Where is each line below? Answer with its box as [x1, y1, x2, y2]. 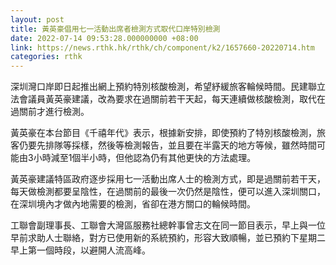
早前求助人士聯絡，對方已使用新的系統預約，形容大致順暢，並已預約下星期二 [10, 232, 326, 244]
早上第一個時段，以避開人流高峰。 [10, 244, 151, 256]
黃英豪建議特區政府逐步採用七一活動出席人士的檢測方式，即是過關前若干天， [10, 173, 326, 185]
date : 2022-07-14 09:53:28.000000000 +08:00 [10, 33, 199, 43]
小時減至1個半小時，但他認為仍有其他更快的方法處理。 [33, 152, 257, 164]
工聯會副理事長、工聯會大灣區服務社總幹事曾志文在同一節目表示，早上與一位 [10, 219, 326, 231]
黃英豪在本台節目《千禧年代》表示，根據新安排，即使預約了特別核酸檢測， [10, 127, 317, 139]
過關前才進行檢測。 [10, 106, 90, 118]
